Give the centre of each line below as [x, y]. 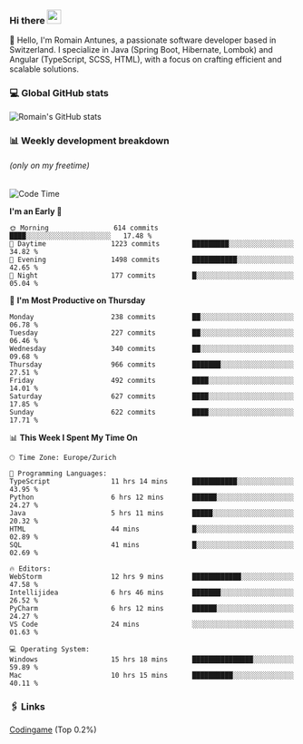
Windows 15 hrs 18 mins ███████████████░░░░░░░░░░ [152, 659]
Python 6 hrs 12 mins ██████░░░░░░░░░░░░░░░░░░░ [152, 497]
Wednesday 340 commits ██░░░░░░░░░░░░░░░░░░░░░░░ [152, 348]
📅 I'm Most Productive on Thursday [78, 300]
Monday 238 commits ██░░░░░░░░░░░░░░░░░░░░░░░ [152, 317]
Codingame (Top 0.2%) [53, 729]
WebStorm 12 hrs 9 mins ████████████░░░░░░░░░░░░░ [152, 576]
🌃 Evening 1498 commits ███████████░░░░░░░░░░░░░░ [152, 259]
